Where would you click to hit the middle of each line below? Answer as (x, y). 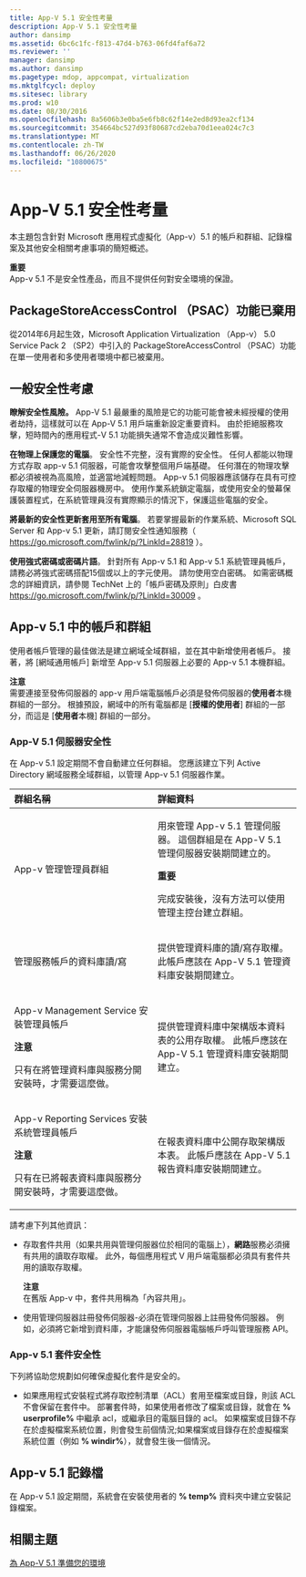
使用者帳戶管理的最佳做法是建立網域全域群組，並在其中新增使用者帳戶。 (145, 650)
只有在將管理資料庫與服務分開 (78, 1070)
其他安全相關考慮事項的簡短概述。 (89, 248)
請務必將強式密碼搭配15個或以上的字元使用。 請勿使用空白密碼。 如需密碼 (147, 573)
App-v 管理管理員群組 (61, 870)
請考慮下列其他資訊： (49, 1225)
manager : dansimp (42, 60)
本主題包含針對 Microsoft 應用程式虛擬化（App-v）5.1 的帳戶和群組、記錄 (147, 237)
